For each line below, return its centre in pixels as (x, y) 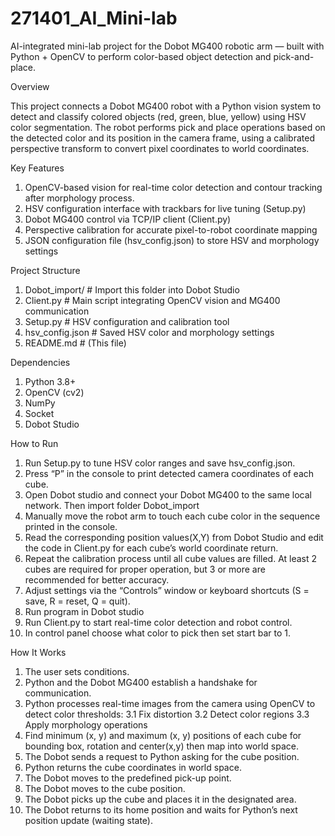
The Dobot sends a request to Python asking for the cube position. (162, 756)
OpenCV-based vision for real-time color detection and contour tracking (173, 187)
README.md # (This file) (75, 343)
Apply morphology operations (86, 724)
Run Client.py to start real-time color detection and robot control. (158, 622)
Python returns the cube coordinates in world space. (133, 767)
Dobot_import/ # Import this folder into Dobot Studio (132, 289)
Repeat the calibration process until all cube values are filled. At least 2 (171, 558)
